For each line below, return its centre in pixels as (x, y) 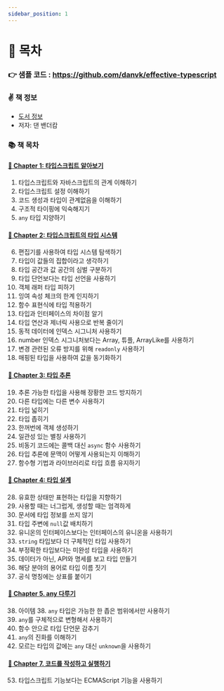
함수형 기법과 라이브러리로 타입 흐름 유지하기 (79, 463)
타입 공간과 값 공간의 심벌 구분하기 (65, 270)
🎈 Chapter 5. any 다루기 (42, 594)
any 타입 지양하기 (42, 218)
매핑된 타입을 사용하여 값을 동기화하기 (70, 358)
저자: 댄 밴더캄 (38, 125)
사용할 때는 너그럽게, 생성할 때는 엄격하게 (74, 506)
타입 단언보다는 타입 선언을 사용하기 (67, 278)
